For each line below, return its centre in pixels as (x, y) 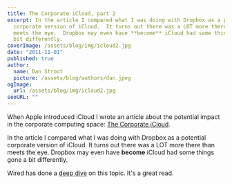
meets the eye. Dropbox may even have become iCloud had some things (111, 152)
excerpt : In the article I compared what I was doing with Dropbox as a (114, 20)
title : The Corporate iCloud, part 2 (61, 13)
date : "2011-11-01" (35, 53)
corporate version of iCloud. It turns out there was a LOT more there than (111, 145)
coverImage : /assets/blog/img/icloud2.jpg (69, 46)
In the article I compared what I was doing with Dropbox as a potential (107, 138)
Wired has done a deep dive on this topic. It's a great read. (90, 173)
